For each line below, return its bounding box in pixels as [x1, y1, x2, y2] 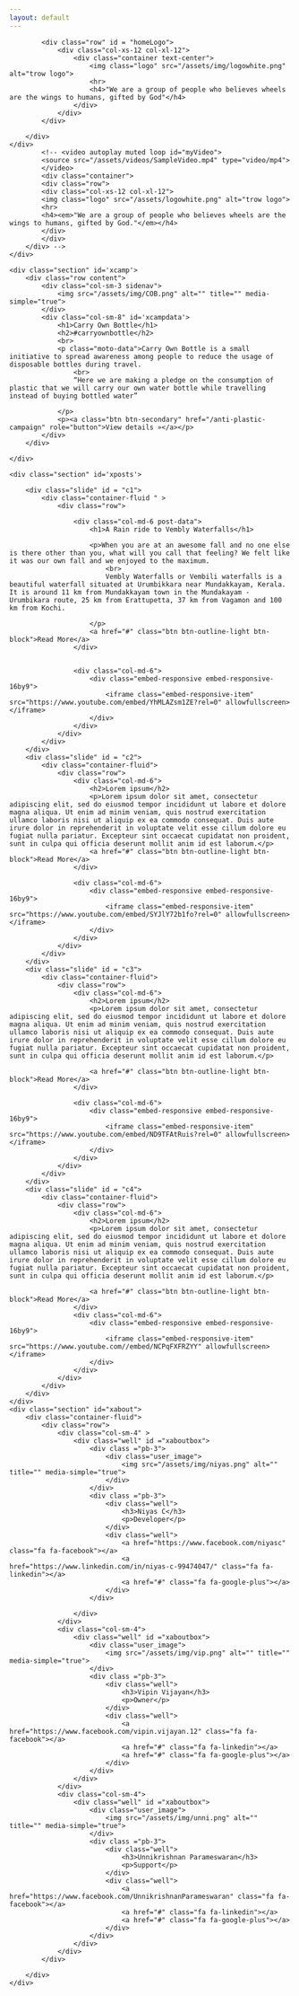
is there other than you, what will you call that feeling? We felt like [9, 549, 291, 558]
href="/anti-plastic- [184, 415, 267, 424]
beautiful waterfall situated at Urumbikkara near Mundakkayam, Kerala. [9, 580, 286, 589]
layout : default [9, 13, 70, 22]
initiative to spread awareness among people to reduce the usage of [9, 352, 275, 361]
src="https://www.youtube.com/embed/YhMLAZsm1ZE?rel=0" [9, 698, 222, 707]
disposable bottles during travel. [9, 360, 142, 369]
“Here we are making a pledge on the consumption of [73, 375, 275, 384]
